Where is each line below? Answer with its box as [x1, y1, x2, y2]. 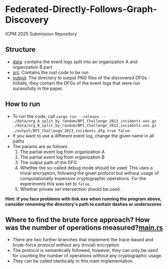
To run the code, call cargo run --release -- [12, 113, 106, 119]
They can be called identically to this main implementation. [12, 258, 134, 264]
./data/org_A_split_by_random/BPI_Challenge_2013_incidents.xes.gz [12, 118, 156, 123]
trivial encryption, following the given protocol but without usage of [20, 170, 159, 176]
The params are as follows [12, 143, 68, 149]
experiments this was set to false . [20, 181, 91, 187]
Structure [5, 45, 36, 54]
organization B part [12, 64, 53, 70]
